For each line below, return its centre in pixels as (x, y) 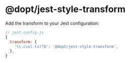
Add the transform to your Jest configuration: (52, 23)
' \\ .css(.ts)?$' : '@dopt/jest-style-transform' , (66, 46)
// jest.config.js (24, 32)
